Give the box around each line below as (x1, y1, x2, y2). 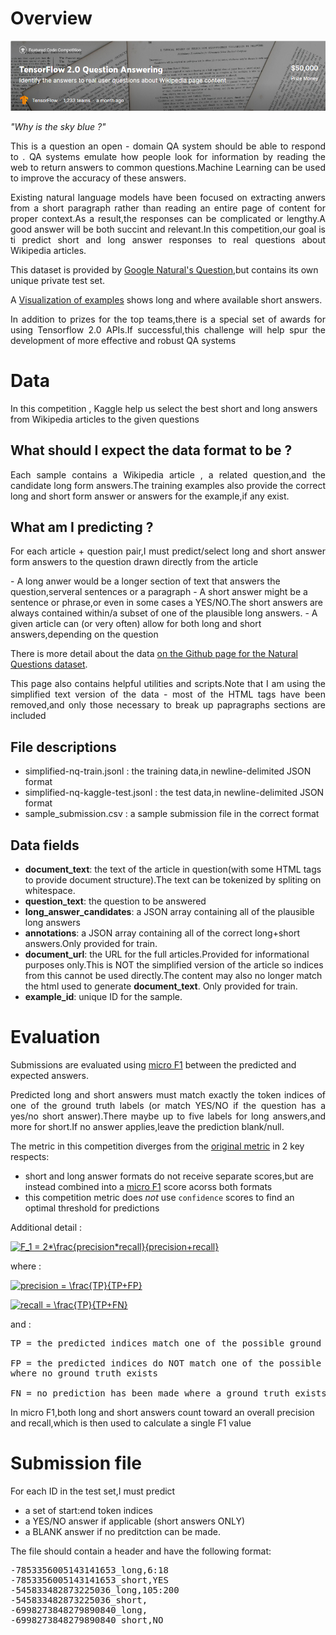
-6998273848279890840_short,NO (10, 1614, 164, 1626)
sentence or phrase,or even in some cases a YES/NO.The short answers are (10, 597, 324, 609)
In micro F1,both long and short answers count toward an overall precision (10, 1406, 315, 1418)
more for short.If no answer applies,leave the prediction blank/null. (10, 1120, 285, 1132)
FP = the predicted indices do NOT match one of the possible (10, 1357, 322, 1369)
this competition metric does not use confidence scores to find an (24, 1191, 295, 1203)
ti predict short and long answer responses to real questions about (10, 233, 326, 246)
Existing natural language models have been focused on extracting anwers (10, 191, 326, 203)
